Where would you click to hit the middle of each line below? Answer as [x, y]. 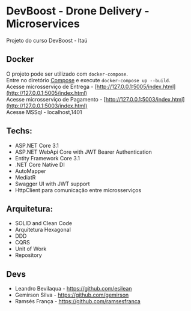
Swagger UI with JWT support [52, 184]
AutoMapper [30, 171]
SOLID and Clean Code [44, 223]
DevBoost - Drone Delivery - [78, 11]
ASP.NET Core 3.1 [37, 145]
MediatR [25, 177]
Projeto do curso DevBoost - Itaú [47, 40]
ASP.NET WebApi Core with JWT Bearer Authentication [83, 152]
